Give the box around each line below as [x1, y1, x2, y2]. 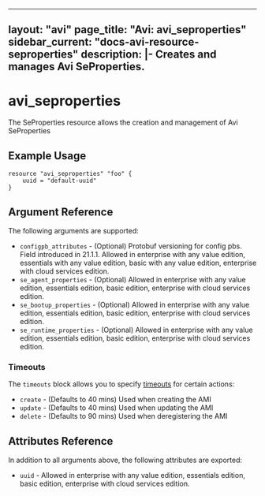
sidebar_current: [8, 35, 92, 49]
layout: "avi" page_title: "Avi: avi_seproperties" [8, 23, 247, 36]
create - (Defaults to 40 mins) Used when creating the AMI [19, 395, 211, 405]
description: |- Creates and [80, 48, 217, 62]
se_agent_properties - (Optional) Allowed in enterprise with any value [19, 274, 246, 284]
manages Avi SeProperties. [8, 60, 145, 73]
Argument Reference [8, 205, 114, 218]
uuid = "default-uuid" [22, 177, 97, 185]
